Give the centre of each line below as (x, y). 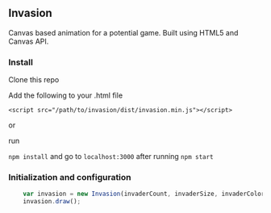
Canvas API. (29, 41)
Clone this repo (34, 80)
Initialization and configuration (70, 177)
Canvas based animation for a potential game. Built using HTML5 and (123, 32)
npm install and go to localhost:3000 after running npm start (111, 157)
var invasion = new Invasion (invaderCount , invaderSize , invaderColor (144, 194)
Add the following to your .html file (66, 95)
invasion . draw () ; (52, 202)
